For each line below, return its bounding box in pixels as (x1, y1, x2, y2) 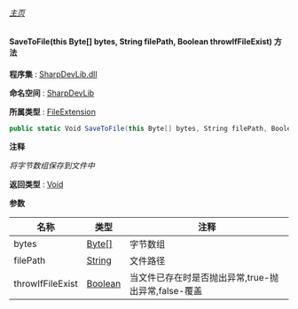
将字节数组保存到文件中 (9, 159, 95, 171)
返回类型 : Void (9, 179, 64, 189)
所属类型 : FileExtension (9, 106, 96, 117)
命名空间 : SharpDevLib (9, 88, 95, 98)
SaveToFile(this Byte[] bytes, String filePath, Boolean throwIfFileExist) (9, 36, 273, 47)
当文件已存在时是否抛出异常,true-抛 (129, 271, 279, 283)
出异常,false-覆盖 (129, 284, 202, 297)
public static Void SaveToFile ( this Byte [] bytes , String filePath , (9, 124, 268, 133)
